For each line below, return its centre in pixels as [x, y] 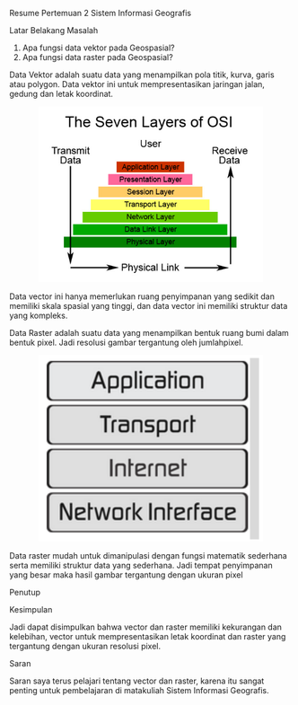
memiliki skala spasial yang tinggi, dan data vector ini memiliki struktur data [149, 305]
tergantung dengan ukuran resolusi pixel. [85, 646]
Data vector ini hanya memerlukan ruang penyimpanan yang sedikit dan [142, 296]
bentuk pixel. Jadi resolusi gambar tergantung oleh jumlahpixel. [127, 342]
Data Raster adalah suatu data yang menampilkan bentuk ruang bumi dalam [149, 332]
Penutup [25, 592]
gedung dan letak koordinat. [61, 94]
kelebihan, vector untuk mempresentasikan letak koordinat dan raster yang [148, 636]
